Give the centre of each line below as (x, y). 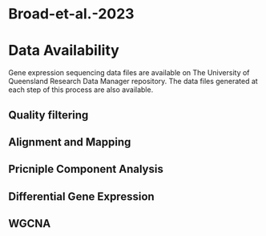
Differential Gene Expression (81, 196)
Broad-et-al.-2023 (71, 14)
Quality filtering (48, 115)
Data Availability (64, 51)
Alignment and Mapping (70, 142)
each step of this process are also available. (81, 90)
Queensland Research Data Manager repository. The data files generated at (133, 82)
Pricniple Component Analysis (86, 169)
